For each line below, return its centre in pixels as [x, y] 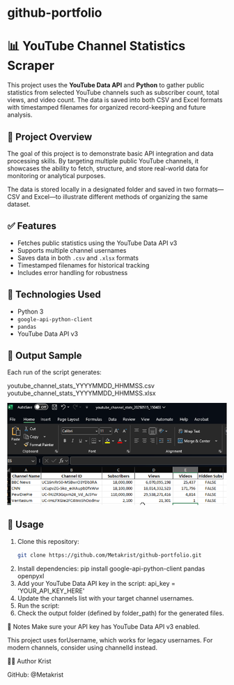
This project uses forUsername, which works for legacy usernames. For [110, 640]
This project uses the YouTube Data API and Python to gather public [106, 85]
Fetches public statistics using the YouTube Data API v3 [97, 243]
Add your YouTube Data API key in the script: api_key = [96, 583]
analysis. [20, 115]
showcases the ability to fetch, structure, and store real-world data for [108, 168]
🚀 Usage [25, 525]
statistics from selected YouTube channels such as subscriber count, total [113, 93]
